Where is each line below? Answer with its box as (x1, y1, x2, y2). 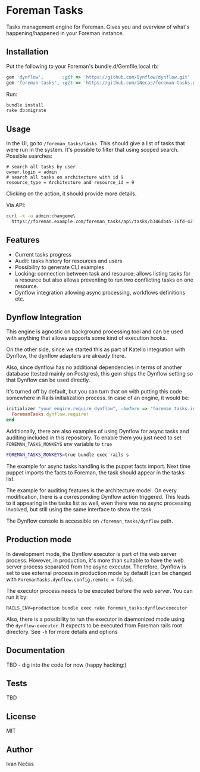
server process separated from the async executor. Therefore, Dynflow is (6, 563, 186, 570)
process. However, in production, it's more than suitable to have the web (6, 557, 184, 564)
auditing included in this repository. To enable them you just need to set (6, 434, 182, 441)
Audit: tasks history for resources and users (14, 257, 123, 264)
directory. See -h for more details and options (6, 628, 118, 635)
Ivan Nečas (6, 760, 34, 767)
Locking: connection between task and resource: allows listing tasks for (14, 270, 191, 277)
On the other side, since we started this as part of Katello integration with (6, 346, 186, 353)
